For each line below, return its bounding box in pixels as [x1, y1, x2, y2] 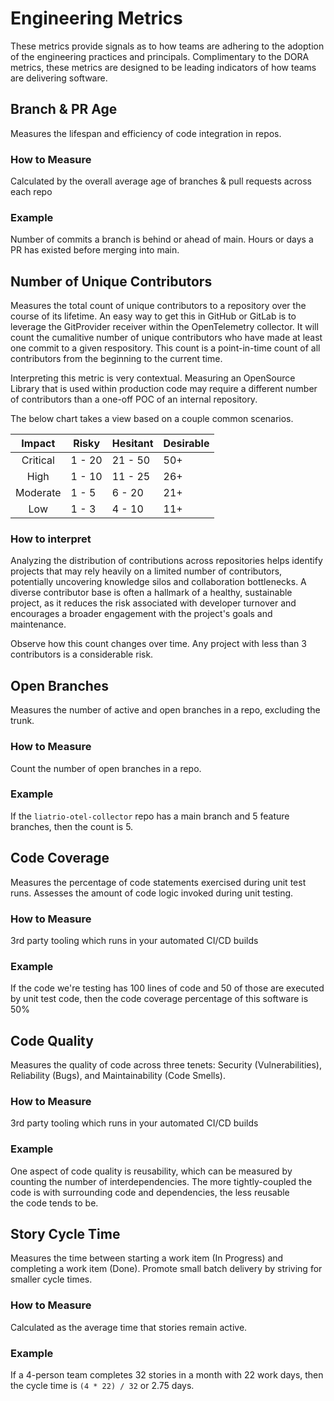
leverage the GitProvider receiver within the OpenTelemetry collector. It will [10, 321, 319, 333]
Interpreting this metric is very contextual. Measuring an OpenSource [10, 372, 296, 384]
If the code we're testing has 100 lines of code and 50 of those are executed [10, 982, 325, 994]
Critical [21, 453, 55, 467]
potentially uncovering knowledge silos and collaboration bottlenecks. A [10, 576, 307, 588]
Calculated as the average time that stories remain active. [10, 1321, 248, 1333]
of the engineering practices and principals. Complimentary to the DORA [10, 50, 310, 62]
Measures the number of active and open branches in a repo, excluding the [10, 704, 321, 716]
